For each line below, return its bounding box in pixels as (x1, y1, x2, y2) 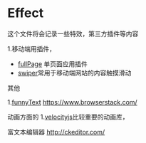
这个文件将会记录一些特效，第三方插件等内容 (7, 29, 139, 38)
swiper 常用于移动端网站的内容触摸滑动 (17, 68, 132, 77)
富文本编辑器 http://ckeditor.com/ (7, 127, 105, 136)
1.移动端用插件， (7, 44, 56, 53)
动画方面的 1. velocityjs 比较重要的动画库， (7, 112, 130, 121)
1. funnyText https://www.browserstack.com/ (7, 97, 137, 106)
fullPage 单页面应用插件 (17, 59, 88, 68)
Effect (7, 5, 44, 21)
